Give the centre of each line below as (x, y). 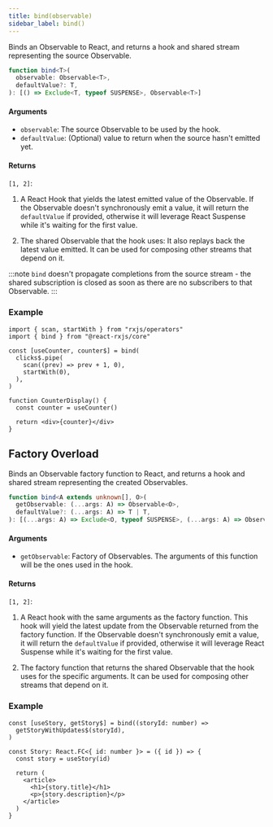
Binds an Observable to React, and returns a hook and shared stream (124, 46)
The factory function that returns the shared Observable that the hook (137, 667)
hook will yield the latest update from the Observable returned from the (139, 626)
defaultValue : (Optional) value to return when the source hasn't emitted (140, 138)
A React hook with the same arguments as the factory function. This (134, 617)
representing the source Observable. (70, 55)
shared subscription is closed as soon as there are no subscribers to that (130, 282)
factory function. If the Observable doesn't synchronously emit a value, (139, 635)
